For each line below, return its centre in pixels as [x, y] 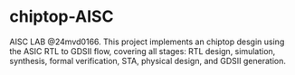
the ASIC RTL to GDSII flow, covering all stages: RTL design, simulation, [143, 51]
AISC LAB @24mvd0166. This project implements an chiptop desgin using [147, 42]
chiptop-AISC [62, 17]
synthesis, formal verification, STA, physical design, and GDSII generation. [148, 61]
